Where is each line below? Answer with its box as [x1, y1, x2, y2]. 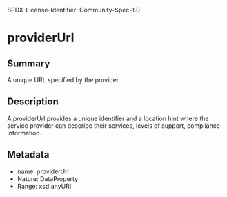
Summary [7, 57, 50, 69]
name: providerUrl [17, 167, 69, 176]
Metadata [7, 149, 50, 161]
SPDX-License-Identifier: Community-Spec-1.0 [7, 6, 140, 14]
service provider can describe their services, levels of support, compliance [7, 121, 221, 130]
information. [7, 129, 42, 137]
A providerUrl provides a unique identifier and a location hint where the [7, 114, 209, 122]
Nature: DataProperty [17, 174, 79, 182]
